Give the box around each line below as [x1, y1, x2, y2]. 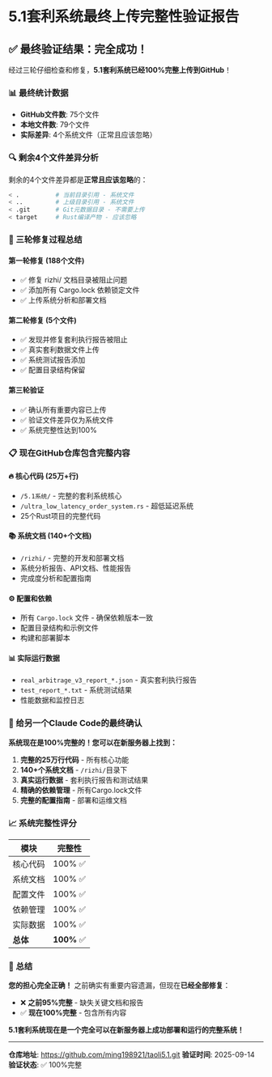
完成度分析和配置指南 [19, 573, 91, 583]
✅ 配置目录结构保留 [19, 365, 86, 375]
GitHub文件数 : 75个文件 [19, 110, 100, 120]
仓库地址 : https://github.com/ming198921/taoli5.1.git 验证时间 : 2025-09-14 [8, 1049, 255, 1060]
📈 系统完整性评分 [8, 817, 77, 829]
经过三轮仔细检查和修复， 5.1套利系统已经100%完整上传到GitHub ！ [8, 66, 232, 74]
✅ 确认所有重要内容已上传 [19, 405, 107, 414]
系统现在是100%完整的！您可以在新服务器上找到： [8, 737, 178, 747]
